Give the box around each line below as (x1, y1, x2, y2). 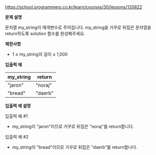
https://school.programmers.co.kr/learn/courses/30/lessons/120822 (5, 4, 142, 10)
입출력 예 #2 (5, 134, 29, 139)
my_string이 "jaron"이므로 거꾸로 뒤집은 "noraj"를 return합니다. (12, 124, 134, 129)
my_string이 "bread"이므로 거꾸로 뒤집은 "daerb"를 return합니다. (12, 144, 137, 150)
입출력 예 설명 (5, 103, 31, 109)
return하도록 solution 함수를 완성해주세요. (5, 31, 85, 36)
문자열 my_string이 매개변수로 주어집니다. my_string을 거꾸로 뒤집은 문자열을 (5, 24, 152, 30)
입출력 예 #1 (5, 113, 28, 119)
